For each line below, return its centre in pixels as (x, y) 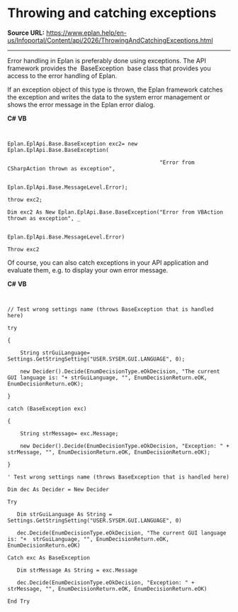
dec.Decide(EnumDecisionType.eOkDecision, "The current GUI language (121, 533)
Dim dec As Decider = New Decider (58, 489)
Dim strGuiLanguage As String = (64, 514)
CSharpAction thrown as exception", (61, 168)
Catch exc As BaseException (49, 558)
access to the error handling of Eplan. (62, 75)
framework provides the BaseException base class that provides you (109, 68)
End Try (19, 601)
